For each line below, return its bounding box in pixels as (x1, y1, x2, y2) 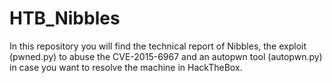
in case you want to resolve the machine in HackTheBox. (9, 61, 243, 73)
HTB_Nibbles (9, 7, 121, 30)
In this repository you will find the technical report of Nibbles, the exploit (9, 40, 307, 52)
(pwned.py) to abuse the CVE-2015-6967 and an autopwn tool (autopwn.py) (9, 50, 323, 62)
